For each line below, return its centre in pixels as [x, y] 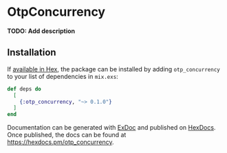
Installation [32, 52]
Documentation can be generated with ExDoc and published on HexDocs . [111, 128]
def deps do [24, 89]
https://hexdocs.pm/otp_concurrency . [61, 142]
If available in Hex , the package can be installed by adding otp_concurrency [113, 69]
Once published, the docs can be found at [67, 135]
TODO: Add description [41, 31]
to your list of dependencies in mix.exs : [63, 76]
